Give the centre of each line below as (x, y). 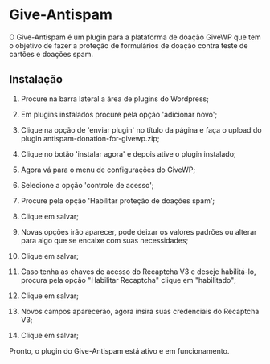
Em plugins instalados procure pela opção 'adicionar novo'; (119, 114)
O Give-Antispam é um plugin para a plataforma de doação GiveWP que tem (135, 37)
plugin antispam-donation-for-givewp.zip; (90, 138)
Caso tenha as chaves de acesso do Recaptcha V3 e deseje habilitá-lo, (138, 272)
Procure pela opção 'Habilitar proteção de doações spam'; (118, 200)
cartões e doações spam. (51, 54)
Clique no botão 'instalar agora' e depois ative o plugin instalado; (128, 153)
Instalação (36, 79)
